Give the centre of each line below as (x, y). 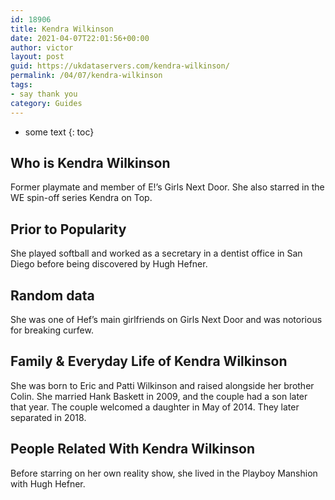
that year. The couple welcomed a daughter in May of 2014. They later (155, 407)
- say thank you (44, 94)
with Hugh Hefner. (48, 483)
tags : (21, 85)
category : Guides (46, 103)
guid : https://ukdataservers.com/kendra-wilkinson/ (120, 66)
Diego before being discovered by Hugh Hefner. (109, 264)
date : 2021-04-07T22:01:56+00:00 (80, 38)
